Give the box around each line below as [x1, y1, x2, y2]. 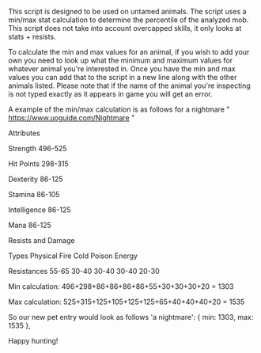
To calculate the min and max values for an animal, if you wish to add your [8, 47, 250, 56]
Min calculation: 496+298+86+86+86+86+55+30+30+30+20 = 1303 [8, 282, 235, 291]
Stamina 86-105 [8, 190, 60, 199]
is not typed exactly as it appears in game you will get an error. [8, 89, 213, 98]
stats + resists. [8, 32, 57, 41]
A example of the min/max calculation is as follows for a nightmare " [8, 104, 230, 114]
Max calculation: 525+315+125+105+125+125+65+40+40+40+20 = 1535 [8, 297, 245, 306]
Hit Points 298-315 [8, 159, 69, 169]
